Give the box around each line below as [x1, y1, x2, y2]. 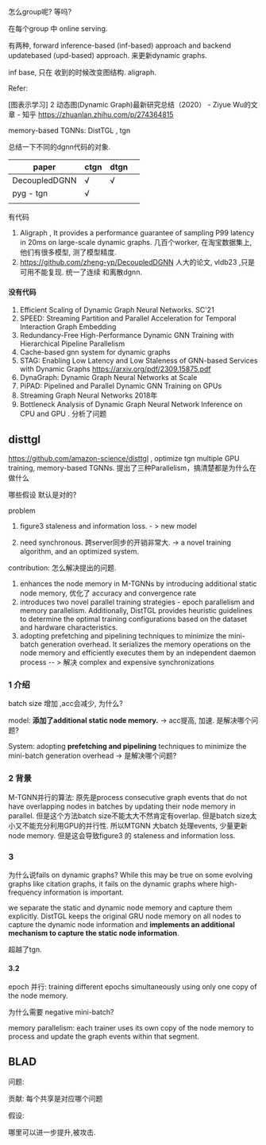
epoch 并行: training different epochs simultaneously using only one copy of [8, 982, 257, 992]
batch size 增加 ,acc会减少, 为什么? [8, 699, 123, 708]
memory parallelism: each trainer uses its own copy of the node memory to [8, 1023, 254, 1033]
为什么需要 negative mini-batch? [8, 1007, 114, 1017]
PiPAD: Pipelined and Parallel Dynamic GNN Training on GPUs [19, 381, 222, 391]
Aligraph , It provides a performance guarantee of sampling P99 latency [19, 228, 255, 237]
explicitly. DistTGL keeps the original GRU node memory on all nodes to [8, 911, 241, 921]
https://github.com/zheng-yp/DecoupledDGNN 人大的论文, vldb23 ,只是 [19, 258, 256, 266]
